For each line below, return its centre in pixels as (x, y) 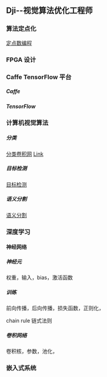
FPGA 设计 (21, 60)
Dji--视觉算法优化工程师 (49, 11)
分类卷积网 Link (25, 154)
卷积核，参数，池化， (32, 351)
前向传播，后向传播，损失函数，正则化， (55, 308)
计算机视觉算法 (27, 123)
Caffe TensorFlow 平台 (39, 77)
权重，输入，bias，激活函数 (40, 278)
